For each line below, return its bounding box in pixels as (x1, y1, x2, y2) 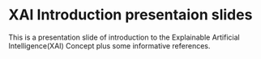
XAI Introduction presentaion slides (8, 6, 253, 24)
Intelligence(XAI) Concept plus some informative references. (8, 40, 211, 50)
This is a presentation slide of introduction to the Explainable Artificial (8, 32, 241, 42)
